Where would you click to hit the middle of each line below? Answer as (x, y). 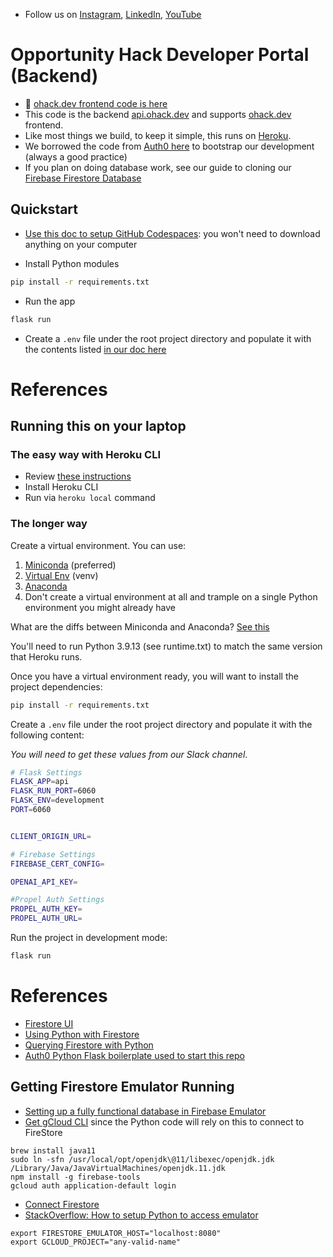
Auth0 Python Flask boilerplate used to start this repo (134, 1055)
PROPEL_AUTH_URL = (46, 919)
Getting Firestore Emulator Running (122, 1087)
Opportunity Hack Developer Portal (160, 55)
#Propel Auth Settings (57, 900)
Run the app (50, 301)
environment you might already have (100, 607)
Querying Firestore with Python (89, 1045)
